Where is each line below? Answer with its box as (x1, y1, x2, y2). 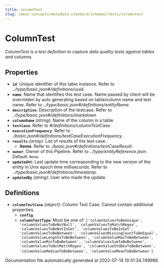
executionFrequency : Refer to (12, 128, 70, 134)
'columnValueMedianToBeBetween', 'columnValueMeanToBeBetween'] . (19, 248, 155, 254)
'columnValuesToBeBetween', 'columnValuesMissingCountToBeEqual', (19, 231, 158, 236)
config (19, 213, 33, 218)
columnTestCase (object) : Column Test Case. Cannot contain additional (12, 202, 154, 207)
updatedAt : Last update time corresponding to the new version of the (12, 159, 151, 165)
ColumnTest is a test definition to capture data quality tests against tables (5, 49, 155, 55)
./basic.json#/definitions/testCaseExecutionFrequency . (12, 133, 123, 139)
